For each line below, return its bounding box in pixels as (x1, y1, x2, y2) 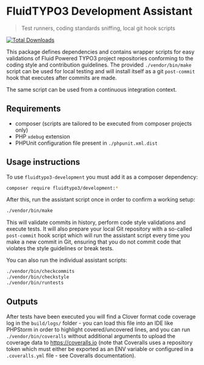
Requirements (6, 104, 61, 114)
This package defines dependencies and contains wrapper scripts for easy (6, 48, 195, 56)
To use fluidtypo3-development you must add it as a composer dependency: (6, 173, 198, 181)
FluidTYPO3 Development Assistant (6, 4, 193, 18)
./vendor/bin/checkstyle (6, 274, 69, 280)
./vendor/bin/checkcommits (6, 269, 75, 275)
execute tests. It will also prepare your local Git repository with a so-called (6, 225, 192, 233)
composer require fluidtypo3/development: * (6, 185, 119, 191)
